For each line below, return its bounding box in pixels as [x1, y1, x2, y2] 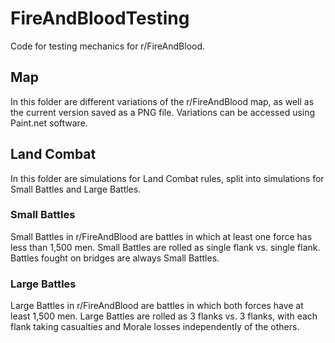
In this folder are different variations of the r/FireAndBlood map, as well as [10, 95, 315, 107]
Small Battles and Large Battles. [10, 183, 142, 195]
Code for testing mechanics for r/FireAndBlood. [10, 40, 206, 52]
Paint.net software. [10, 117, 88, 129]
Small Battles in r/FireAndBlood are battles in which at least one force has [10, 230, 313, 242]
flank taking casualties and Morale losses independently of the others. [10, 321, 300, 333]
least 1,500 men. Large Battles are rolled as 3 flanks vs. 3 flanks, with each [10, 310, 318, 322]
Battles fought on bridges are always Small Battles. [10, 252, 220, 264]
